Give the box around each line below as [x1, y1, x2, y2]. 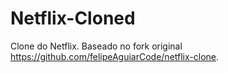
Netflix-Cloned [10, 7, 136, 30]
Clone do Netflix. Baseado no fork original [10, 40, 183, 52]
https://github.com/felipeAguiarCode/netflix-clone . [10, 50, 220, 62]
